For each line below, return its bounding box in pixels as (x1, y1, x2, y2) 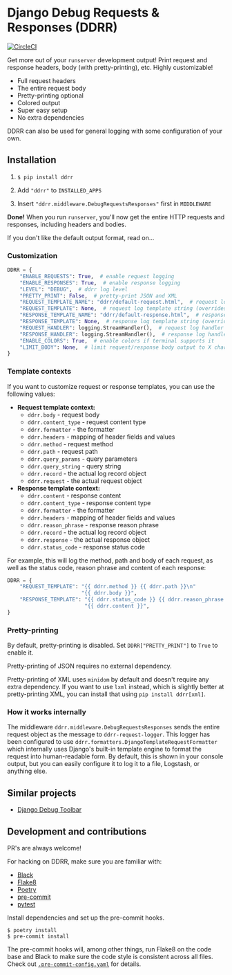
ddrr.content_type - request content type (27, 417, 146, 426)
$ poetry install (7, 927, 57, 934)
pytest (17, 900, 36, 909)
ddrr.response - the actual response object (27, 535, 151, 544)
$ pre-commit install (7, 933, 70, 940)
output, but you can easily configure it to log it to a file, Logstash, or (7, 760, 200, 768)
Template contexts (7, 367, 71, 376)
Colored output (17, 98, 61, 107)
